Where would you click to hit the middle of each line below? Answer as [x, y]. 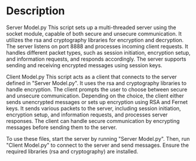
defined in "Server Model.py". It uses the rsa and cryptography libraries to [96, 83]
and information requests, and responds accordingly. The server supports [96, 59]
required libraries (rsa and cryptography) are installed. [72, 151]
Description [36, 11]
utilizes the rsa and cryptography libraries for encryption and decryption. [95, 40]
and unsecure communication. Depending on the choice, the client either [95, 96]
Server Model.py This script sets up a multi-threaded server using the [91, 27]
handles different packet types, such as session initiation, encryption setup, [98, 52]
